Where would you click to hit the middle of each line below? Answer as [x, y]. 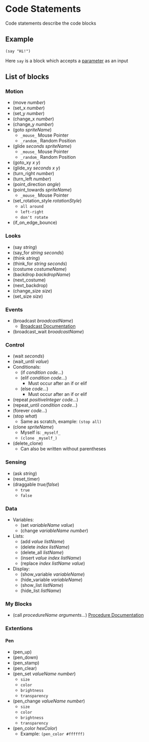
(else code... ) [34, 389]
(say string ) [25, 247]
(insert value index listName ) [51, 558]
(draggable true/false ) [36, 484]
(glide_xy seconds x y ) [36, 168]
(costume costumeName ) [40, 269]
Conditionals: [27, 367]
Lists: [18, 536]
